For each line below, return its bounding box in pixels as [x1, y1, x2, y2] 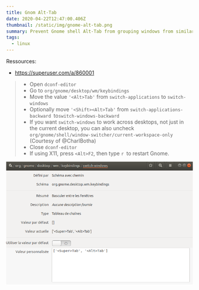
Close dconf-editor [29, 144, 78, 150]
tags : [6, 34, 20, 41]
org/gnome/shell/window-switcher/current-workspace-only [29, 132, 174, 138]
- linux [11, 41, 31, 47]
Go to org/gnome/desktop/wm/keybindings [29, 87, 130, 94]
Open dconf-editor [29, 80, 77, 88]
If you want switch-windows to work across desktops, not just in [29, 118, 184, 125]
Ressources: [6, 58, 37, 65]
